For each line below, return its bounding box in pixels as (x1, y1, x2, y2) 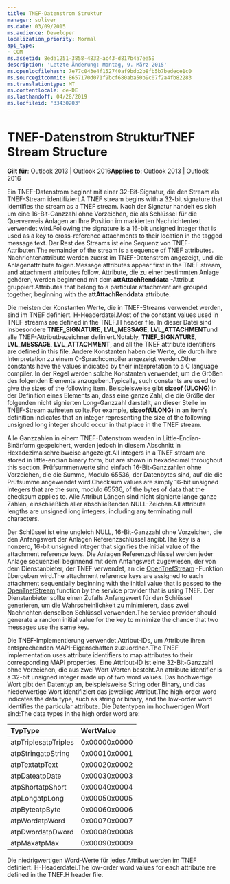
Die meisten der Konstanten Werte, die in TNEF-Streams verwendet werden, (7, 303, 223, 311)
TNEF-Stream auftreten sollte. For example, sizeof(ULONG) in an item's (7, 406, 208, 414)
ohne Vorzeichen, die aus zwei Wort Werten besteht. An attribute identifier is (7, 666, 222, 674)
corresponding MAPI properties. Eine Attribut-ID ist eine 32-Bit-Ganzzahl (7, 658, 214, 666)
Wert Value (80, 726, 117, 735)
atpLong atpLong (10, 793, 64, 803)
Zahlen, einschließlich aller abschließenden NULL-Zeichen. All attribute (7, 500, 206, 508)
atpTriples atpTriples (10, 737, 74, 747)
